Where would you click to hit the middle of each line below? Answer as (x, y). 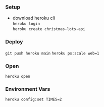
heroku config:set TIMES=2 (34, 99)
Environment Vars (28, 89)
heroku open (18, 76)
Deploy (14, 42)
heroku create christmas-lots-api (49, 29)
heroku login (26, 24)
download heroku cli (34, 18)
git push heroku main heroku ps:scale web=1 (52, 53)
